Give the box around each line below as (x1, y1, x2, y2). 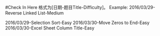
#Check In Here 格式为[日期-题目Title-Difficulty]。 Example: (5, 4, 129, 10)
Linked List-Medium (23, 10, 64, 16)
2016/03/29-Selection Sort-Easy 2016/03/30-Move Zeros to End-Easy (5, 19, 150, 25)
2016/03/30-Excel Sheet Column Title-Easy (5, 25, 95, 31)
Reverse (5, 10, 22, 16)
